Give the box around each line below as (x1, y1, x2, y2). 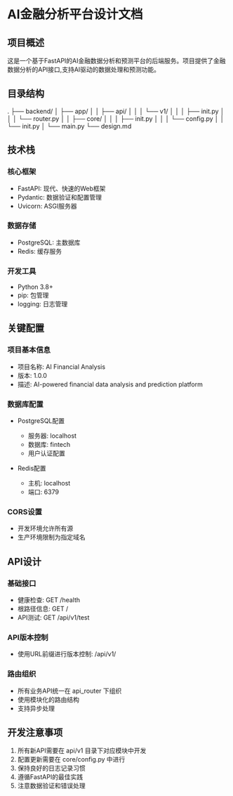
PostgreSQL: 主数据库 (17, 238, 81, 247)
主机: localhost (27, 479, 71, 488)
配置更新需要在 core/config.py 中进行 (17, 755, 126, 764)
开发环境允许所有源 (17, 524, 74, 533)
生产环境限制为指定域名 (17, 533, 86, 542)
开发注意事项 (7, 726, 63, 738)
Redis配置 (17, 464, 47, 473)
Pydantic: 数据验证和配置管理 (17, 193, 102, 201)
